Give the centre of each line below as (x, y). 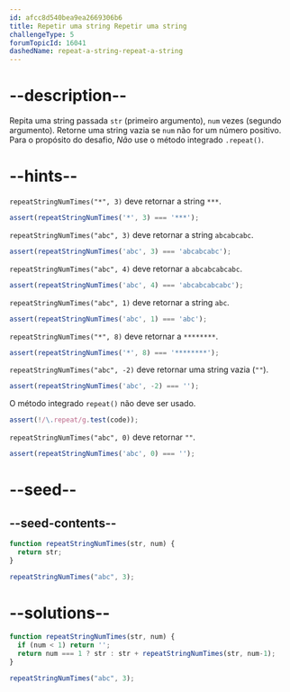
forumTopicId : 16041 (48, 43)
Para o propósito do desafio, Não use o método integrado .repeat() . (136, 140)
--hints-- (44, 176)
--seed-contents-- (63, 523)
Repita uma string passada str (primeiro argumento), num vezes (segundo (145, 121)
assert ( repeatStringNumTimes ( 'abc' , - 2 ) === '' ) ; (104, 387)
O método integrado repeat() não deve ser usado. (103, 404)
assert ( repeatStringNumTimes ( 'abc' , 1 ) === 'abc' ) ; (108, 319)
